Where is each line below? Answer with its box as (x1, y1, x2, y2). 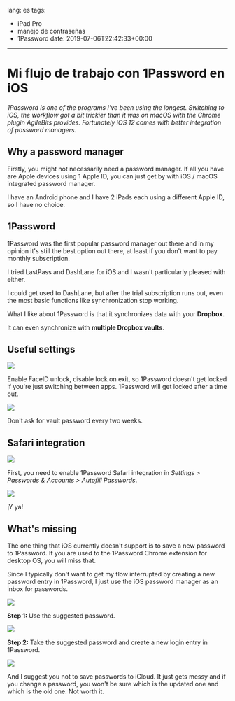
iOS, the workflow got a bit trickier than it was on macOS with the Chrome (7, 111, 221, 119)
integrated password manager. (7, 179, 96, 187)
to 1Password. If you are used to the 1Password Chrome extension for (7, 549, 208, 557)
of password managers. (7, 125, 77, 134)
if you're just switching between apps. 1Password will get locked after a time (7, 383, 227, 391)
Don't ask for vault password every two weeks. (7, 416, 143, 425)
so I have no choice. (7, 200, 65, 208)
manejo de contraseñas (17, 27, 86, 35)
